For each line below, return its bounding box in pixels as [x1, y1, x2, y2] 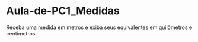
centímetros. [6, 30, 37, 37]
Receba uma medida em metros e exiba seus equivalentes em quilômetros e [6, 24, 193, 31]
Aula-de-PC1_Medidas [6, 4, 120, 18]
